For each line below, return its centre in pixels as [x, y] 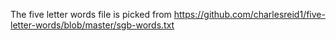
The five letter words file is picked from [91, 14]
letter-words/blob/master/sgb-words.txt [92, 25]
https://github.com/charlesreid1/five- [249, 14]
